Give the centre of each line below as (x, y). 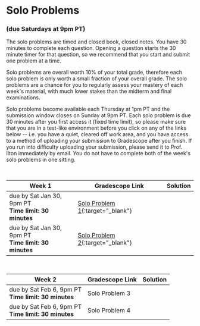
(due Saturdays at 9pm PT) (46, 29)
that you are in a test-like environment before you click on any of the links (96, 128)
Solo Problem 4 (109, 311)
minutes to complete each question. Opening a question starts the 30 (91, 48)
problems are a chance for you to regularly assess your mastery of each (95, 85)
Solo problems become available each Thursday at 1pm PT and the (88, 109)
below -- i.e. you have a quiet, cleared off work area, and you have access (97, 134)
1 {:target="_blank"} (105, 211)
